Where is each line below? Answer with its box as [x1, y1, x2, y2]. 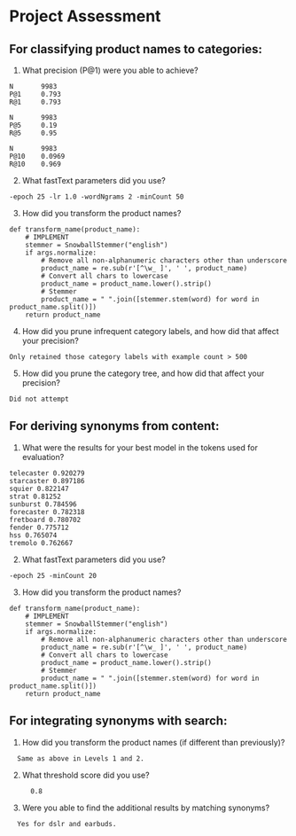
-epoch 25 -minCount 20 [9, 571, 97, 580]
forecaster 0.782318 [9, 507, 86, 516]
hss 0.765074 [9, 530, 58, 540]
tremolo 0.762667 [9, 538, 74, 547]
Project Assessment [9, 6, 161, 27]
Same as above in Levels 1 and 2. [17, 754, 144, 763]
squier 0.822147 [9, 484, 69, 493]
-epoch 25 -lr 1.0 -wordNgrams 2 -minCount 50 [9, 192, 184, 201]
